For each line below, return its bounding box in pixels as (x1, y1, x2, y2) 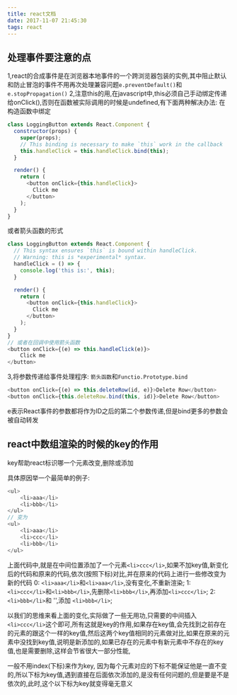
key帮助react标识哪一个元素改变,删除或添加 (7, 458, 134, 467)
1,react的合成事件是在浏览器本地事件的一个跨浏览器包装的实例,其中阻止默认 (7, 71, 227, 80)
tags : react (7, 23, 42, 30)
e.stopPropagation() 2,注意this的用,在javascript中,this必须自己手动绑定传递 (7, 89, 227, 98)
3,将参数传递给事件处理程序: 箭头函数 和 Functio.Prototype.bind (7, 372, 188, 381)
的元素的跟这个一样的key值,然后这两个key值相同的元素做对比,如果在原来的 (7, 628, 224, 637)
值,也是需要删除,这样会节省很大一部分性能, (7, 646, 131, 655)
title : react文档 (7, 10, 57, 18)
